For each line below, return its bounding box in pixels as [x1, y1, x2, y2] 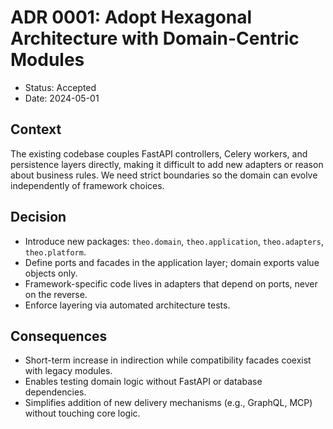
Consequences [10, 327, 108, 345]
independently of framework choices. [10, 179, 165, 191]
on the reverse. [24, 288, 88, 300]
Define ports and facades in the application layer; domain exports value [24, 256, 320, 268]
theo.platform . [24, 246, 87, 258]
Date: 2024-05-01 [24, 92, 100, 104]
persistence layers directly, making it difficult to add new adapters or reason [10, 158, 324, 170]
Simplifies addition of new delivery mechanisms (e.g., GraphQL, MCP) [24, 397, 313, 409]
